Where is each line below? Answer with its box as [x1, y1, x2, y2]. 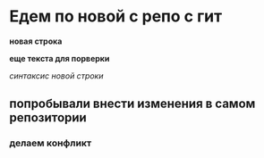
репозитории [9, 110, 87, 126]
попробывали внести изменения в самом [9, 96, 256, 112]
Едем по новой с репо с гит [9, 6, 223, 27]
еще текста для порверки [9, 53, 110, 63]
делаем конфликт [9, 137, 92, 149]
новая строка [9, 36, 63, 46]
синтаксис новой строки [9, 70, 104, 81]
